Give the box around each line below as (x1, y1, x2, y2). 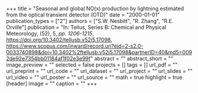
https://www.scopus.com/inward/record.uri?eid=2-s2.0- (6, 42, 144, 49)
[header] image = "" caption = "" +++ (6, 80, 98, 87)
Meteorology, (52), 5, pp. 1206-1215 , (6, 30, 95, 37)
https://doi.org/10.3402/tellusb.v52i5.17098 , (6, 36, 112, 43)
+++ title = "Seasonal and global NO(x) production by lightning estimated (6, 5, 184, 12)
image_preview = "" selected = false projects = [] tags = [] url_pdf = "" (6, 61, 178, 68)
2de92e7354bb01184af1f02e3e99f (6, 55, 91, 62)
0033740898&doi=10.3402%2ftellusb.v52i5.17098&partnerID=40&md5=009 (6, 49, 192, 55)
